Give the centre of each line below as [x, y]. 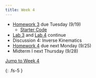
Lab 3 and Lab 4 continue [39, 35]
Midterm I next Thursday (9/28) [45, 51]
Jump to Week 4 [22, 60]
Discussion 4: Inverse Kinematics [47, 40]
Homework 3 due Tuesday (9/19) [47, 24]
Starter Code [33, 29]
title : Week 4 [20, 10]
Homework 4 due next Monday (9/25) [52, 45]
